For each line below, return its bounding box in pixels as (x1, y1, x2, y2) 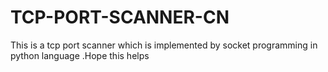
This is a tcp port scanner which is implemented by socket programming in (10, 39, 318, 51)
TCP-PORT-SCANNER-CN (10, 6, 230, 29)
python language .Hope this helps (10, 49, 150, 61)
